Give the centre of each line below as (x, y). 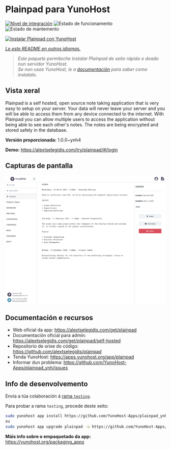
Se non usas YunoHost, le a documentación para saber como (82, 69)
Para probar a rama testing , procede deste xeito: (57, 406)
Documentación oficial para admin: (49, 335)
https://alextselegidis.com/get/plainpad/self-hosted (67, 341)
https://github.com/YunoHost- (95, 362)
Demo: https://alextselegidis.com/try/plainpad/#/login (62, 150)
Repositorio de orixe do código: (46, 346)
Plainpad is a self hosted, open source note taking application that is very (82, 103)
